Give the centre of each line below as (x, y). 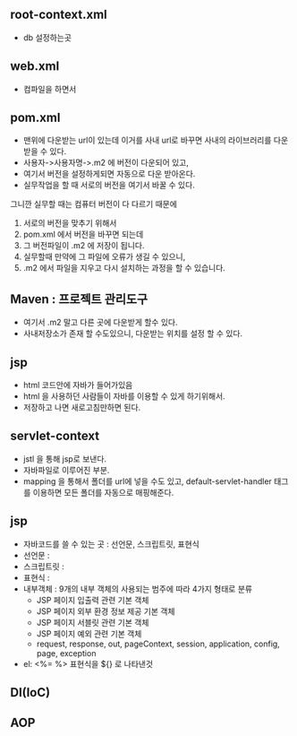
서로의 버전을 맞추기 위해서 (70, 223)
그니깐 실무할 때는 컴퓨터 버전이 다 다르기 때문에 (94, 204)
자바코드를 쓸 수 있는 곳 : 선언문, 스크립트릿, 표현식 (111, 544)
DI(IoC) (30, 693)
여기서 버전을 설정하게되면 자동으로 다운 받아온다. (109, 174)
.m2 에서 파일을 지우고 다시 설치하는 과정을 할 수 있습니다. (124, 268)
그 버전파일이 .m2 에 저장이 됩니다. (84, 246)
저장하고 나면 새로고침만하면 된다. (82, 408)
